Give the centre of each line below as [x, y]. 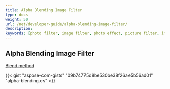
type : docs [17, 15]
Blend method [20, 65]
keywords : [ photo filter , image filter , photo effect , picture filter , [82, 33]
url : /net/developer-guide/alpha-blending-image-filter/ [67, 24]
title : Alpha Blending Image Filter [44, 10]
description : [19, 29]
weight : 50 [17, 19]
